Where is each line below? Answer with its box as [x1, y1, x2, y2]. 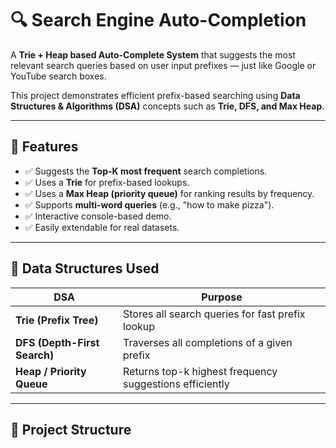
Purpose [201, 290, 243, 304]
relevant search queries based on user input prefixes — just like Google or [10, 59, 317, 71]
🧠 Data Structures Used [10, 260, 160, 277]
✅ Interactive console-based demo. [24, 210, 172, 222]
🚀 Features [10, 138, 79, 156]
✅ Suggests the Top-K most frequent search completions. [24, 165, 268, 177]
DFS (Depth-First [15, 335, 100, 349]
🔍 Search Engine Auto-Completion [10, 9, 307, 32]
